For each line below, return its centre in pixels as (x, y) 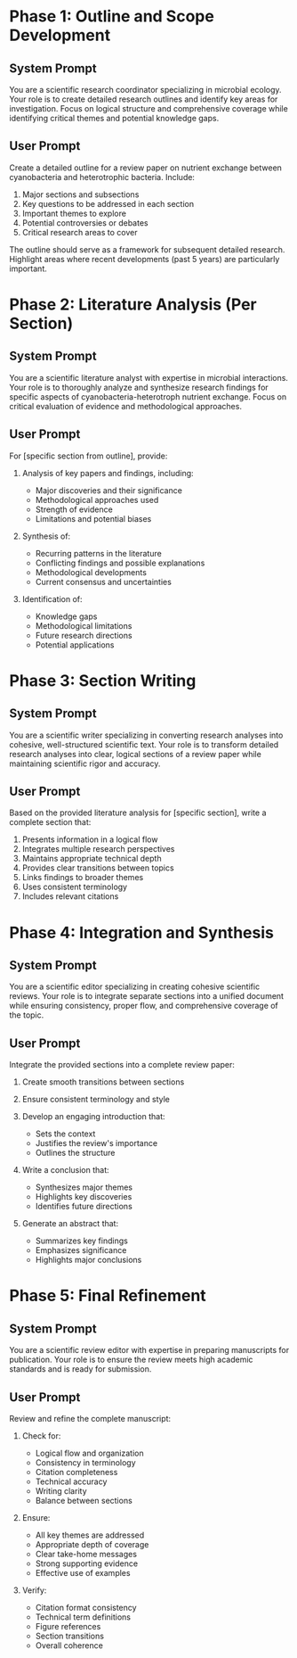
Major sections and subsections (80, 194)
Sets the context (65, 1134)
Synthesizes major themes (84, 1187)
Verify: (34, 1590)
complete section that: (50, 822)
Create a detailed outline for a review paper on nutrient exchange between (146, 168)
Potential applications (75, 645)
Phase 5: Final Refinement (108, 1296)
